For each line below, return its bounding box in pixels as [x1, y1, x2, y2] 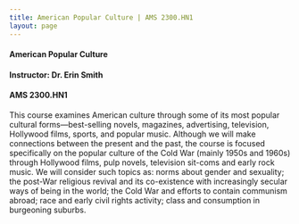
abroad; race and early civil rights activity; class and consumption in [9, 195, 261, 205]
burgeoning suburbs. [9, 204, 87, 215]
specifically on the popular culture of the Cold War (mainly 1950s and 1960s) [9, 147, 291, 158]
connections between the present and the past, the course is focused [9, 137, 266, 148]
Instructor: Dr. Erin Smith [9, 69, 104, 80]
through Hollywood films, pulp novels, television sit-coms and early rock [9, 157, 275, 168]
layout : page [9, 21, 58, 30]
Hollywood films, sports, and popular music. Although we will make [9, 129, 256, 139]
